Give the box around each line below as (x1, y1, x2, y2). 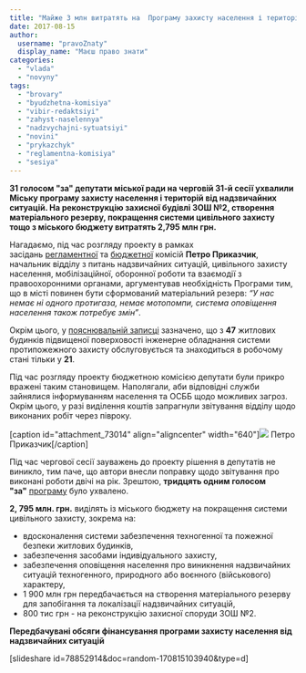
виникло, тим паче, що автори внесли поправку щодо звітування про (9, 466, 280, 477)
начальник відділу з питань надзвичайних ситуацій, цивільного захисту (9, 258, 288, 269)
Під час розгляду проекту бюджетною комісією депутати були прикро (9, 371, 285, 382)
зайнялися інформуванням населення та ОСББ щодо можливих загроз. (9, 390, 289, 401)
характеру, (22, 578, 66, 589)
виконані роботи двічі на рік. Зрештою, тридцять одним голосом (9, 475, 267, 486)
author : (9, 30, 39, 39)
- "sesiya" (17, 157, 59, 167)
